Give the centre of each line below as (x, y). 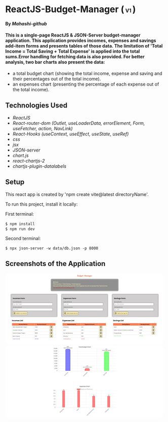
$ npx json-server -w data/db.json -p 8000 (52, 248)
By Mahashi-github (26, 23)
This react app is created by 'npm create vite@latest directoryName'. (77, 194)
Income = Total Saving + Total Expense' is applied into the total (73, 51)
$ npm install (20, 224)
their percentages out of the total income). (57, 79)
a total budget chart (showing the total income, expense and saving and (88, 73)
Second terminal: (23, 238)
